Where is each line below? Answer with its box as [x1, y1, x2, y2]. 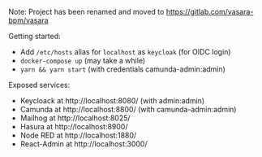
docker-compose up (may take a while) [19, 56, 146, 65]
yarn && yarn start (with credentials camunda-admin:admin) [19, 64, 225, 74]
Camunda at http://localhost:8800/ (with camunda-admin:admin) [19, 105, 237, 114]
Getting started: [8, 32, 61, 41]
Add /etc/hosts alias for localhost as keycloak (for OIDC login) [19, 47, 231, 56]
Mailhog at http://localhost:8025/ [19, 113, 131, 123]
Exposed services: [8, 81, 71, 89]
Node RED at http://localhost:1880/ [19, 130, 137, 140]
